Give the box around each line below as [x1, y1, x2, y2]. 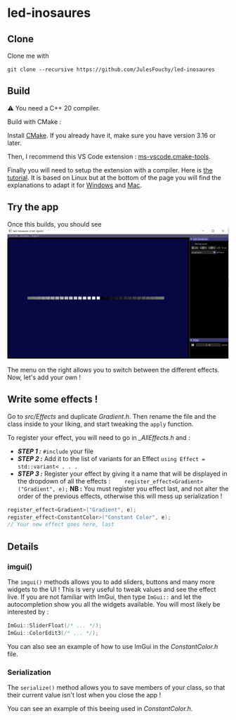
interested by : [7, 607, 49, 617]
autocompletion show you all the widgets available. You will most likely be [7, 600, 221, 609]
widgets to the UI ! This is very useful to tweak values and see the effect [7, 586, 216, 594]
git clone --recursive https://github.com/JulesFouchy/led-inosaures [7, 66, 216, 73]
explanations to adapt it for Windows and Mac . [7, 181, 143, 189]
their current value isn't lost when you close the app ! [7, 691, 162, 700]
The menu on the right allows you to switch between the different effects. [7, 365, 220, 374]
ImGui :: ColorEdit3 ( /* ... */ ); [7, 629, 99, 636]
